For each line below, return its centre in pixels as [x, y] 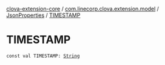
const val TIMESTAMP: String [43, 56]
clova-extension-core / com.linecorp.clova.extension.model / [83, 9]
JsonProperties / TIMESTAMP [43, 15]
